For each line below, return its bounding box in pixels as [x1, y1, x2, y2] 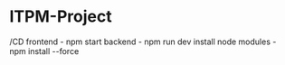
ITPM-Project [9, 6, 112, 27]
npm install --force [9, 45, 80, 56]
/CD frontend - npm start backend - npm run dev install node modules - [9, 36, 277, 47]
